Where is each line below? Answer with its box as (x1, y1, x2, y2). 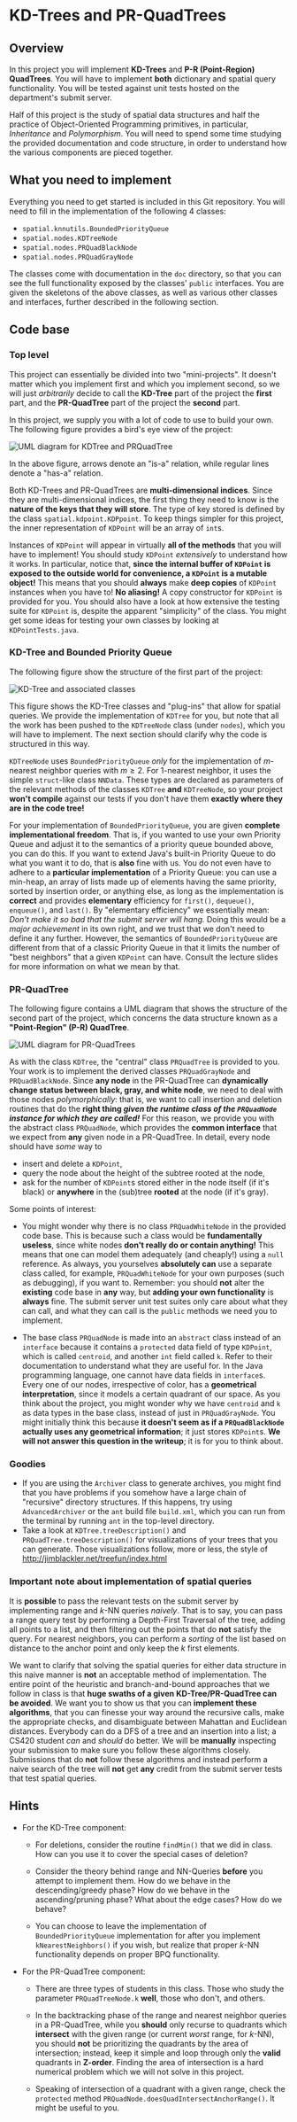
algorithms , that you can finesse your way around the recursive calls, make (9, 1706, 285, 1717)
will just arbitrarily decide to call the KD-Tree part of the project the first (9, 387, 272, 399)
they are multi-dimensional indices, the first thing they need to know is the (9, 494, 279, 505)
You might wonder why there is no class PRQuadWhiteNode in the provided (21, 1221, 286, 1232)
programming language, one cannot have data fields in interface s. (21, 1370, 266, 1380)
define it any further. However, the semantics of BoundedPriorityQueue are (9, 932, 278, 944)
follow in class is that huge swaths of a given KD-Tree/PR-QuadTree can (9, 1688, 278, 1698)
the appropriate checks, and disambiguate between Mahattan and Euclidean (9, 1716, 287, 1727)
